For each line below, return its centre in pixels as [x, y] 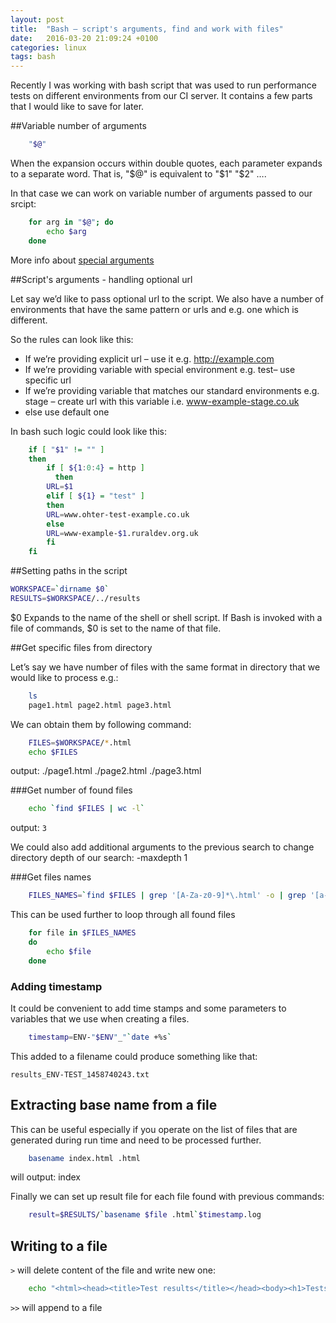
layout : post [37, 19]
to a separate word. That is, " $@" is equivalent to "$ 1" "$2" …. [138, 174]
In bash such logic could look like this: [89, 431]
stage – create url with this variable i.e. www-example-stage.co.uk [162, 401]
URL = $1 [60, 487]
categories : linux [48, 47]
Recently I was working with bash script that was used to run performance [163, 85]
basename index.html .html [84, 1158]
